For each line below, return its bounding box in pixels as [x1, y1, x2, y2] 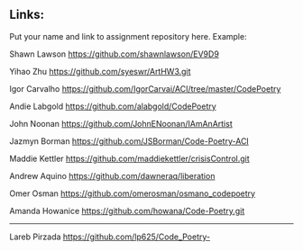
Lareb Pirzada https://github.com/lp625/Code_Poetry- [9, 231, 210, 242]
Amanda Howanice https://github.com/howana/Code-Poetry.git [9, 205, 245, 216]
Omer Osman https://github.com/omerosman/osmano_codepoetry [9, 188, 255, 199]
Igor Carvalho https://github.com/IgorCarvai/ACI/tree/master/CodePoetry [9, 83, 281, 94]
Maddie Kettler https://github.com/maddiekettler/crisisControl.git [9, 153, 250, 164]
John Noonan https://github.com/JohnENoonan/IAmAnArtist [9, 118, 233, 129]
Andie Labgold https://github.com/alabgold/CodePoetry [9, 101, 216, 112]
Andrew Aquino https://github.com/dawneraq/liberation [9, 170, 216, 181]
